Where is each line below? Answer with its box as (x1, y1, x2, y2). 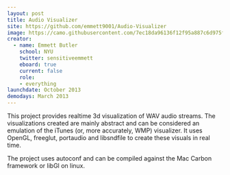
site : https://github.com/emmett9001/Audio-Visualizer (7, 23, 167, 30)
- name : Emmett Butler (13, 42, 78, 49)
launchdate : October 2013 (7, 86, 81, 93)
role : (19, 73, 36, 81)
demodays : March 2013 (7, 93, 69, 100)
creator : (7, 36, 32, 43)
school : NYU (19, 49, 53, 56)
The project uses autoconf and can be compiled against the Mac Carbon (7, 154, 212, 162)
